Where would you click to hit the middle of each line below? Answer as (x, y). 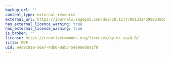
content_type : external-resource (40, 15)
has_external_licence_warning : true (44, 24)
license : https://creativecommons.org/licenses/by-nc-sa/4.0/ (72, 38)
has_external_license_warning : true (44, 29)
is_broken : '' (20, 33)
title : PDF (17, 43)
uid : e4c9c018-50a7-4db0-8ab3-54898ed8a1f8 (52, 47)
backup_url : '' (21, 10)
